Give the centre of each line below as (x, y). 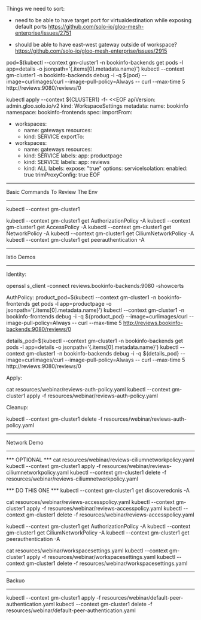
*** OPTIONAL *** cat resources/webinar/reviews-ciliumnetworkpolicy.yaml (100, 460)
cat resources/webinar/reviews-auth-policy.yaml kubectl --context (88, 389)
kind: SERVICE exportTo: (54, 136)
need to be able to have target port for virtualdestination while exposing (103, 20)
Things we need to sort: (35, 9)
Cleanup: (17, 407)
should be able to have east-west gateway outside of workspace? (96, 45)
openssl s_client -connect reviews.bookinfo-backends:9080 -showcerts (95, 286)
